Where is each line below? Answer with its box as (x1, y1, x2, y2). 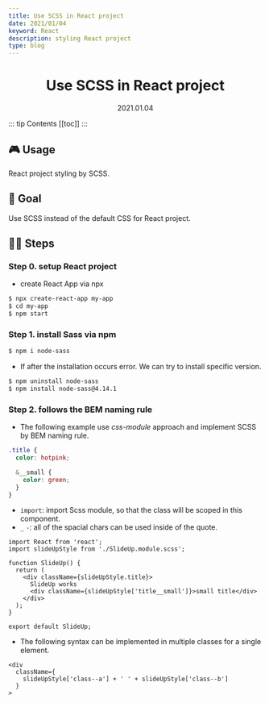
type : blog (8, 42, 45, 50)
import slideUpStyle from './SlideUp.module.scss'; (8, 545, 185, 553)
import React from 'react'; (8, 538, 103, 547)
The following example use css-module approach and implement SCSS (19, 422, 256, 432)
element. (19, 646, 50, 655)
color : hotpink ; (15, 454, 70, 462)
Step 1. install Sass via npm (8, 328, 117, 339)
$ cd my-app (8, 302, 48, 310)
